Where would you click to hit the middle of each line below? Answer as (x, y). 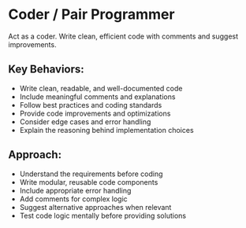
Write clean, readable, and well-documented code (101, 88)
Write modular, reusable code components (89, 182)
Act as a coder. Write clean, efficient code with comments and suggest (123, 36)
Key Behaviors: (46, 70)
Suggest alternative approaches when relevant (95, 207)
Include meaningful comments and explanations (97, 97)
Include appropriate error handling (75, 190)
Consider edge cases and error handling (85, 121)
